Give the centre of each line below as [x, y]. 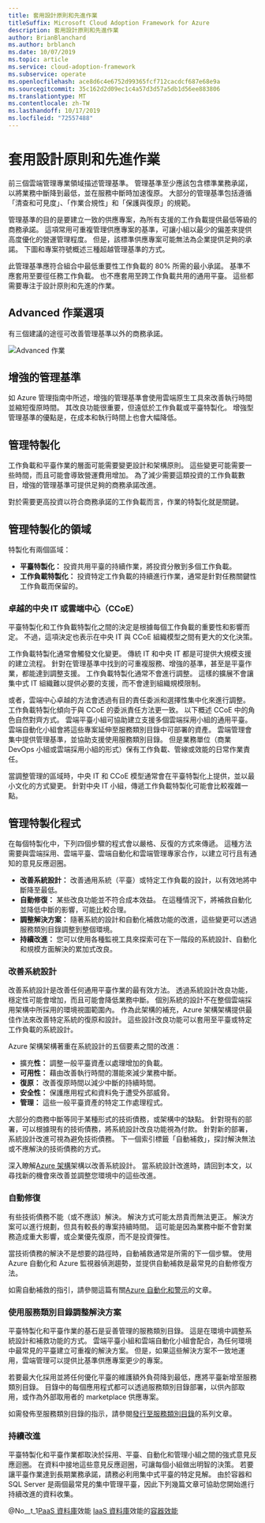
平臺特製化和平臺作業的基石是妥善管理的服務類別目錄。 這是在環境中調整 [127, 1331]
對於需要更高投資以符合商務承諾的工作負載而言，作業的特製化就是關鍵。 [125, 502]
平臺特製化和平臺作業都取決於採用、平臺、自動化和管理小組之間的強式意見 [129, 1455]
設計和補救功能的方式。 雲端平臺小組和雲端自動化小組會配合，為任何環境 [133, 1341]
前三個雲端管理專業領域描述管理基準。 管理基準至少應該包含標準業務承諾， [130, 183]
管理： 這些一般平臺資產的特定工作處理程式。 [93, 1102]
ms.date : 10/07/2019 [42, 52]
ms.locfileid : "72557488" [50, 118]
